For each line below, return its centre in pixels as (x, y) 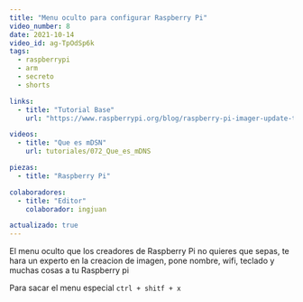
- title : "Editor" (52, 201)
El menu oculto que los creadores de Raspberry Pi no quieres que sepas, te (150, 251)
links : (22, 101)
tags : (19, 52)
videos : (24, 135)
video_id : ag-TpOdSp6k (52, 43)
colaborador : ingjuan (66, 209)
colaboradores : (38, 192)
